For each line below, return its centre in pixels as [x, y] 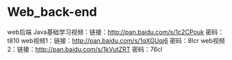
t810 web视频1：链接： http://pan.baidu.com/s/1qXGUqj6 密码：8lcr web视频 [116, 40]
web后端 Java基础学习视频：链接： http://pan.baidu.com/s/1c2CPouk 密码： [116, 32]
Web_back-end [52, 12]
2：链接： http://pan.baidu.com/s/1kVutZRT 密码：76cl [85, 49]
